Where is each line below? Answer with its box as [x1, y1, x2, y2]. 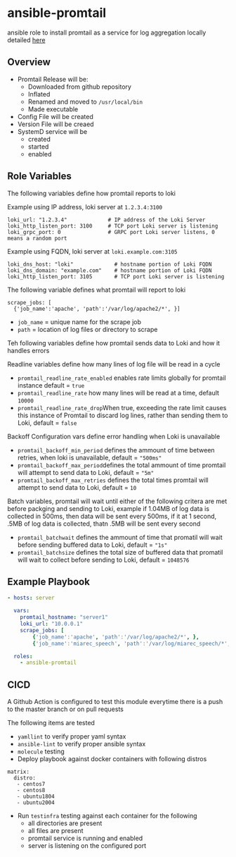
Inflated [27, 90, 51, 98]
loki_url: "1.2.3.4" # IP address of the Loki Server [7, 216, 206, 223]
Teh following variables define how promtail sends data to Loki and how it [7, 338, 220, 347]
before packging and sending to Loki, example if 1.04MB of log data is [7, 504, 209, 512]
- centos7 [16, 781, 46, 788]
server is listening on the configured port [27, 841, 146, 850]
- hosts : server [7, 594, 55, 602]
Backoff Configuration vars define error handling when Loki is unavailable [7, 432, 221, 440]
